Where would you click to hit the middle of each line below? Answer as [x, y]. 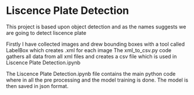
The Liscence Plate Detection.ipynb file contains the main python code [91, 74]
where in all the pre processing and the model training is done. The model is [97, 80]
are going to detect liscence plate [46, 32]
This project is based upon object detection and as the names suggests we [96, 27]
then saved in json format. [37, 86]
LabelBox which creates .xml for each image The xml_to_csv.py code [89, 50]
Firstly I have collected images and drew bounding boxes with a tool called [96, 44]
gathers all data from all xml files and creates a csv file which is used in [91, 56]
